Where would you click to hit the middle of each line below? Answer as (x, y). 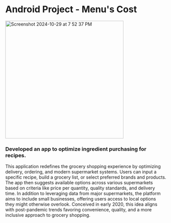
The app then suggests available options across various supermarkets (79, 183)
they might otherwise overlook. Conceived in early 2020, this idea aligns (81, 204)
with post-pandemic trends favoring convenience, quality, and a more (79, 210)
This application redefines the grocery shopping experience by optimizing (83, 166)
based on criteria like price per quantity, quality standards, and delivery (80, 188)
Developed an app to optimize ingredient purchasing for (76, 149)
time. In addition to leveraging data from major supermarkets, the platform (83, 193)
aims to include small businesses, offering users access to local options (81, 199)
